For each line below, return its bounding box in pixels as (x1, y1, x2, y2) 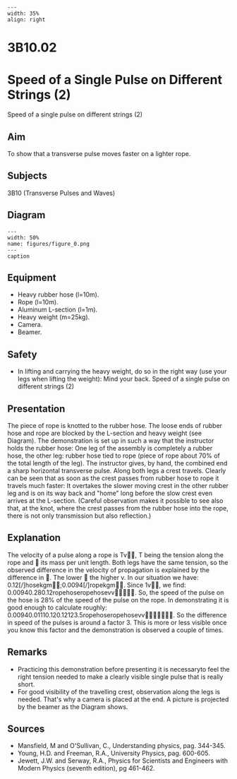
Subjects (7, 170, 47, 182)
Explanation (7, 532, 61, 544)
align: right (7, 16, 46, 23)
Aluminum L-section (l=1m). (17, 305, 98, 314)
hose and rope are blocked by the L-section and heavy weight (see (7, 429, 202, 437)
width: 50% (7, 234, 39, 241)
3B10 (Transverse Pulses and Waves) (7, 189, 116, 197)
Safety (7, 348, 37, 360)
